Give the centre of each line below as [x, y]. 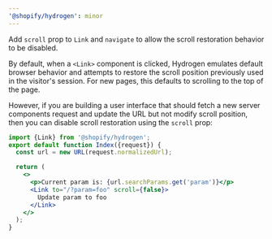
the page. [24, 89]
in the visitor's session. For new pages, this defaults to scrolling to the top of [136, 80]
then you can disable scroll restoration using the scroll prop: [110, 122]
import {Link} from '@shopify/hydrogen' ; [80, 137]
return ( [30, 167]
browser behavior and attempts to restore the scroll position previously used [136, 72]
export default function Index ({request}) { [85, 145]
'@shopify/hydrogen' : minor [56, 16]
